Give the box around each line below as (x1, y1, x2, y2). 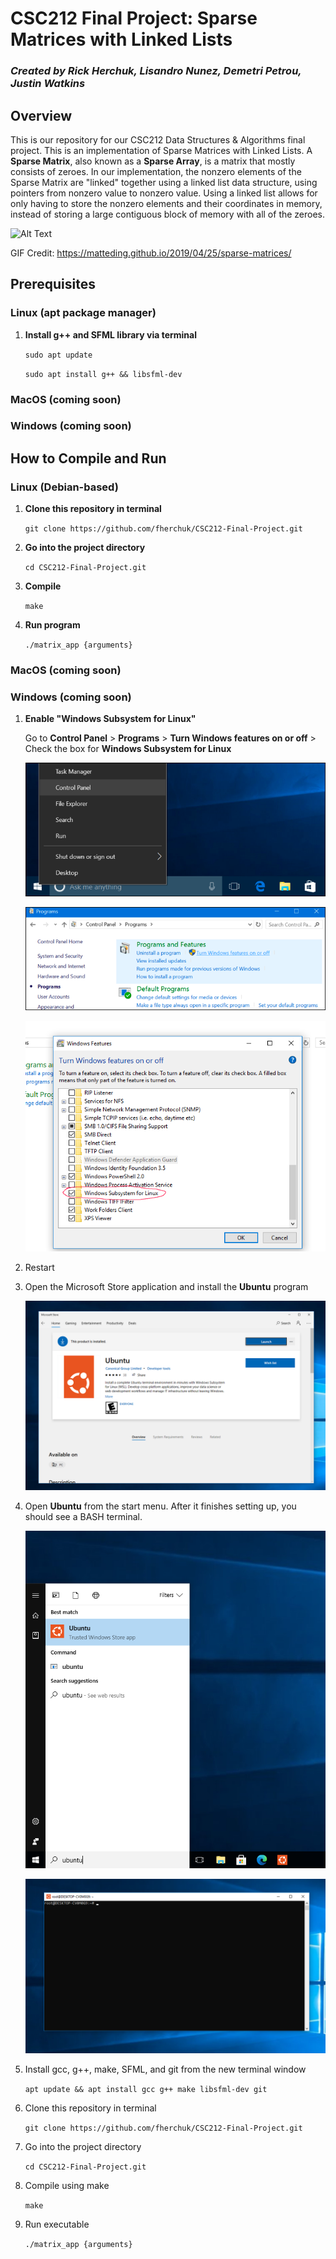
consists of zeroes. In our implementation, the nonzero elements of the (10, 165, 302, 177)
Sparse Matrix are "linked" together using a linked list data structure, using (10, 176, 318, 188)
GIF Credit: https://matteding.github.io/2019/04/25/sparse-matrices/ (10, 247, 292, 259)
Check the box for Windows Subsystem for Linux (24, 743, 232, 755)
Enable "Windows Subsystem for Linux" (24, 713, 197, 725)
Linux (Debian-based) (10, 480, 119, 494)
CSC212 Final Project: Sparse (10, 7, 258, 30)
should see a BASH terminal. (24, 1510, 143, 1522)
